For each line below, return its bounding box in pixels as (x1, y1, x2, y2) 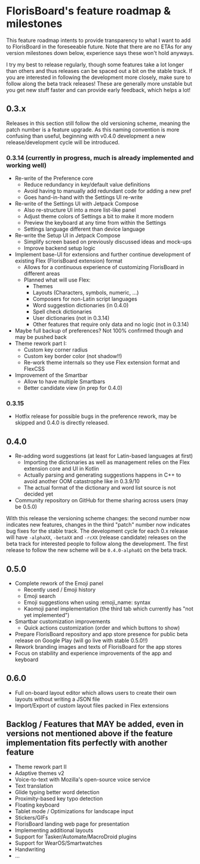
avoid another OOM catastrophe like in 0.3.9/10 (23, 478, 140, 485)
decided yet (23, 490, 54, 497)
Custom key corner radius (23, 346, 88, 353)
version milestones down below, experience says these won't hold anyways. (6, 49, 194, 56)
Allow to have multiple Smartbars (23, 378, 106, 385)
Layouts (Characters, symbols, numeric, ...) (32, 289, 139, 297)
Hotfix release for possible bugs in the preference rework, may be (14, 413, 177, 420)
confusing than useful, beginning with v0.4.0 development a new (6, 132, 166, 139)
